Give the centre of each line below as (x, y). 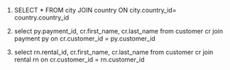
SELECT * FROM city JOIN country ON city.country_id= (95, 10)
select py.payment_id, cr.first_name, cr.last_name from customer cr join (119, 31)
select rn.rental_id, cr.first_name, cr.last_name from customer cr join (114, 52)
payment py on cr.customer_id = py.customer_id (85, 38)
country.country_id (42, 17)
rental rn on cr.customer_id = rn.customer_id (79, 59)
